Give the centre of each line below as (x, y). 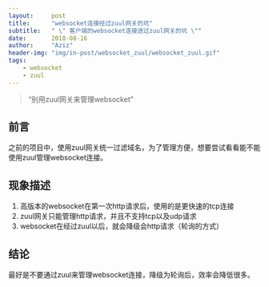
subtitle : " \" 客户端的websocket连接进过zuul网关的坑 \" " (105, 30)
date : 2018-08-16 (48, 38)
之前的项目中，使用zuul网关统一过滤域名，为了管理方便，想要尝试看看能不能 (134, 148)
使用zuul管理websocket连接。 (58, 158)
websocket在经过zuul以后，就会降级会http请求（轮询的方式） (122, 226)
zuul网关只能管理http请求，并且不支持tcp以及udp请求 (108, 216)
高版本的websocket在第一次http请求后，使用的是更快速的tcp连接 (127, 206)
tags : (17, 61)
